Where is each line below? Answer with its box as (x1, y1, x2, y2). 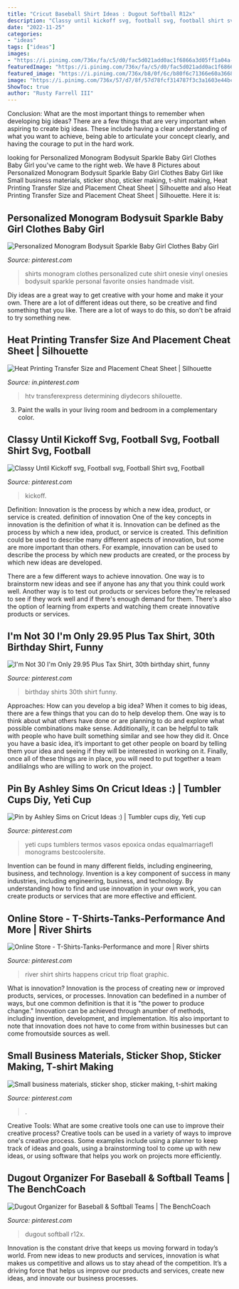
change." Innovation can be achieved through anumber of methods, (7, 1006, 206, 1015)
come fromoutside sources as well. (7, 1029, 110, 1038)
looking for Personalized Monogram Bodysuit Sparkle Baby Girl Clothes (7, 154, 217, 162)
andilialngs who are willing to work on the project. (7, 762, 153, 771)
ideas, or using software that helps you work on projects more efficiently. (7, 1151, 222, 1160)
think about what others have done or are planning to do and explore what (7, 717, 225, 725)
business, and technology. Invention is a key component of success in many (7, 869, 231, 878)
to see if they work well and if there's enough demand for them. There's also (7, 594, 232, 603)
